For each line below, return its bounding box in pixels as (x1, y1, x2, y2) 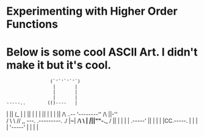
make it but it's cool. (6, 58, 112, 72)
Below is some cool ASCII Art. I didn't (6, 45, 198, 59)
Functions (6, 17, 58, 31)
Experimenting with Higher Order (6, 4, 178, 18)
